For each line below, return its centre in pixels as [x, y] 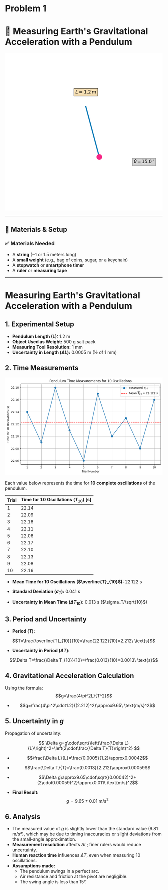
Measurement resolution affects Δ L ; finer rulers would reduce [77, 845]
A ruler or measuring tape [40, 270]
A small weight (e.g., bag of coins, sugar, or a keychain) [70, 260]
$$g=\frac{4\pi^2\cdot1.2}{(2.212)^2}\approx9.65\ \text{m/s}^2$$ [88, 705]
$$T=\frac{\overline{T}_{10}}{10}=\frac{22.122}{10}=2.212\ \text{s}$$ [84, 641]
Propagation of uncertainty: [33, 733]
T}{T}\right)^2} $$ [121, 748]
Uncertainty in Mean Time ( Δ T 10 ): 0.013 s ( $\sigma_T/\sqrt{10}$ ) [80, 603]
